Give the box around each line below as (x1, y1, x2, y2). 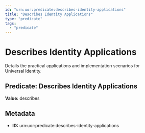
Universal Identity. (5, 68, 42, 74)
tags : (5, 21, 16, 26)
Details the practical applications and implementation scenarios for (5, 63, 140, 69)
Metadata (5, 109, 35, 118)
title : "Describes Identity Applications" (5, 12, 93, 17)
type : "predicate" (5, 16, 43, 21)
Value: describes (5, 95, 40, 101)
